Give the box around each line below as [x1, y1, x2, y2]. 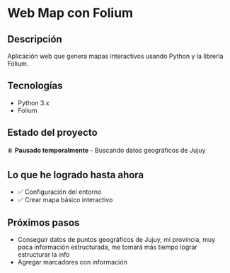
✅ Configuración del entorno [17, 187, 102, 196]
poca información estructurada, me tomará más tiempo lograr [17, 243, 198, 252]
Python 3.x [17, 98, 50, 107]
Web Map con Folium [7, 5, 133, 21]
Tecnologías [7, 80, 63, 92]
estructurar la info [17, 250, 70, 259]
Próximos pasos [7, 216, 80, 228]
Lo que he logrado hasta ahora [7, 169, 144, 181]
